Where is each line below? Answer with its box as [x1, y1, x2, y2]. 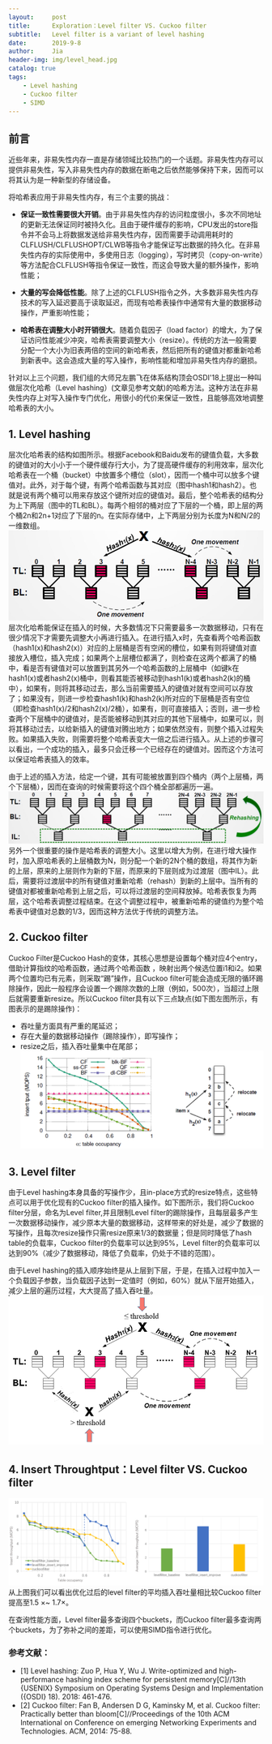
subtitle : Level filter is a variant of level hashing [8, 30, 205, 38]
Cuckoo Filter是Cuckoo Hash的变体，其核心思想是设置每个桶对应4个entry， [8, 953, 261, 963]
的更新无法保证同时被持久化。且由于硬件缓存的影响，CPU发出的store [19, 220, 251, 230]
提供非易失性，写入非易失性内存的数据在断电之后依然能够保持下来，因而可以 [8, 165, 264, 174]
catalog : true [8, 65, 57, 73]
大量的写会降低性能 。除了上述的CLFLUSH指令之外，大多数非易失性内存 [19, 288, 259, 298]
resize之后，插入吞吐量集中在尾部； [19, 1041, 140, 1050]
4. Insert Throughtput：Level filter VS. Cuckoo [8, 1463, 249, 1476]
